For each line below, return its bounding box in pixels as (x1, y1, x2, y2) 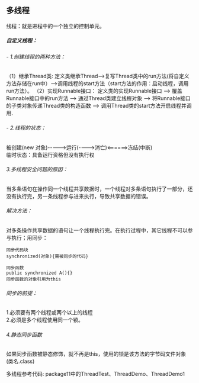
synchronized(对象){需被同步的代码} (6, 253, 89, 259)
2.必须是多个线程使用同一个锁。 (6, 316, 84, 324)
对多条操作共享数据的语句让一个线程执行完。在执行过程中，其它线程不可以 (6, 227, 188, 234)
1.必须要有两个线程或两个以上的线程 (6, 309, 93, 316)
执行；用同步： (11, 234, 48, 241)
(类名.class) (6, 358, 35, 365)
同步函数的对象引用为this (6, 276, 61, 282)
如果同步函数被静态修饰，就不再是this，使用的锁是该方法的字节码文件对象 (6, 350, 187, 358)
